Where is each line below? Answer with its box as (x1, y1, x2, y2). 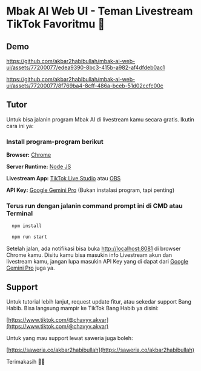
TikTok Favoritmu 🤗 (6, 17, 105, 31)
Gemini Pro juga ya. (6, 264, 55, 271)
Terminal (6, 209, 33, 218)
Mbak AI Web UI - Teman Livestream (6, 4, 193, 18)
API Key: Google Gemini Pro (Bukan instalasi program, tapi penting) (6, 186, 175, 194)
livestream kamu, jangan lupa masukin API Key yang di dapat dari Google (6, 258, 189, 265)
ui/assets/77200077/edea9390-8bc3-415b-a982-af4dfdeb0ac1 (6, 64, 165, 71)
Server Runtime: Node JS (6, 163, 71, 171)
